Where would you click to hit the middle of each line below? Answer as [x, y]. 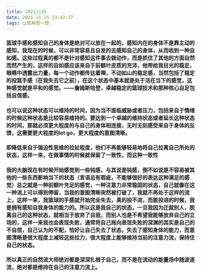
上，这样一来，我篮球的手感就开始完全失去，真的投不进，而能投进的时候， [98, 200]
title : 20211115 [26, 12]
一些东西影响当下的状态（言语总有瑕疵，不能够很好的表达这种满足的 [100, 177]
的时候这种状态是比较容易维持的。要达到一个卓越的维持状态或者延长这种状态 [100, 118]
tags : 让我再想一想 [28, 23]
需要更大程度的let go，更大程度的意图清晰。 [76, 133]
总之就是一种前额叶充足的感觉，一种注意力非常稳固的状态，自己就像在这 [106, 185]
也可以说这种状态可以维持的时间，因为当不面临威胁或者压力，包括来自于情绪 [100, 110]
